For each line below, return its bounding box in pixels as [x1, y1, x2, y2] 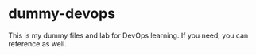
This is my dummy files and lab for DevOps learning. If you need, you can [8, 31, 249, 40]
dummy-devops [8, 5, 116, 23]
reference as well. [8, 38, 68, 48]
